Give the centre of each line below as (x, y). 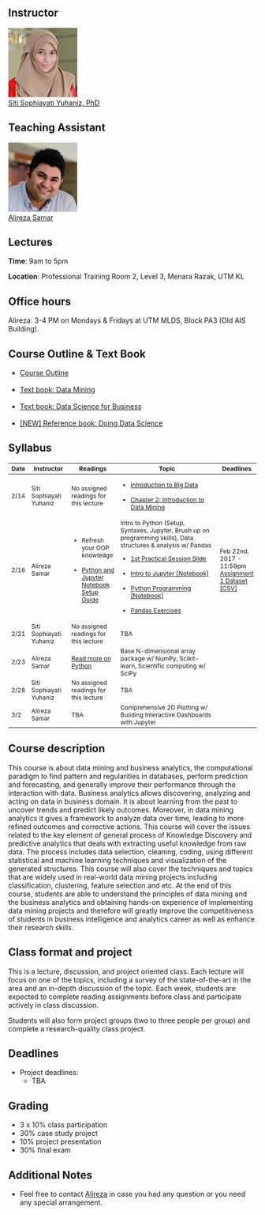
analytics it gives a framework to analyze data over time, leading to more (126, 818)
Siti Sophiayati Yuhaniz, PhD (54, 103)
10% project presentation (60, 1141)
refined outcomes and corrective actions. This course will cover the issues (129, 827)
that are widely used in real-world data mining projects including (113, 876)
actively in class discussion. (53, 1005)
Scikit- (189, 659)
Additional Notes (50, 1175)
